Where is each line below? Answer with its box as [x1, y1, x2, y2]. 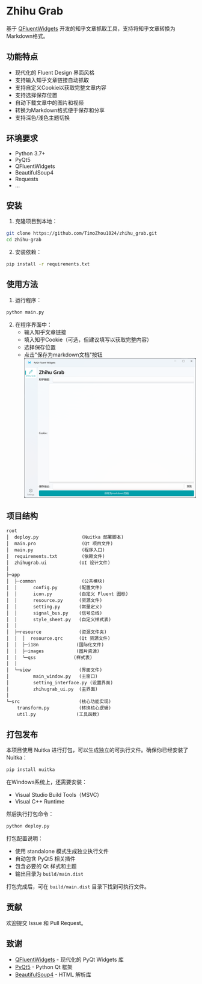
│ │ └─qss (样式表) [6, 655, 93, 661]
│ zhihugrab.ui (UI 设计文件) [6, 560, 111, 566]
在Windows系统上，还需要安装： [6, 778, 88, 786]
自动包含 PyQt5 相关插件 [14, 855, 76, 862]
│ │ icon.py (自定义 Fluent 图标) [6, 591, 129, 597]
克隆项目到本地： [14, 218, 58, 225]
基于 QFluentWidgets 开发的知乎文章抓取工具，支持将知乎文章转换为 [6, 25, 176, 32]
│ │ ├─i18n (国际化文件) [6, 642, 104, 648]
